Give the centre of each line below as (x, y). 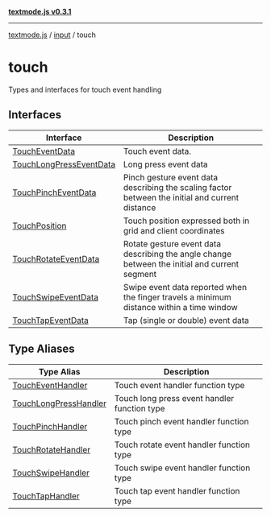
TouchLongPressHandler (60, 403)
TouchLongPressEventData (64, 164)
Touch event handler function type (179, 385)
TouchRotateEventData (56, 258)
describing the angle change (177, 254)
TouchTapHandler (46, 496)
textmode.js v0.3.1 (40, 12)
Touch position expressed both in (186, 221)
